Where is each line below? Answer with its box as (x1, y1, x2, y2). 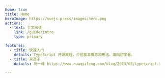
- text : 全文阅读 (9, 25, 42, 30)
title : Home (5, 12, 29, 17)
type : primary (14, 35, 43, 39)
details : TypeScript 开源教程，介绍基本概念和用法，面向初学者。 (14, 52, 135, 57)
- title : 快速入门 (9, 47, 44, 53)
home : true (5, 7, 27, 12)
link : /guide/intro (14, 30, 54, 35)
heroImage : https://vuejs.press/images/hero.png (5, 16, 107, 21)
